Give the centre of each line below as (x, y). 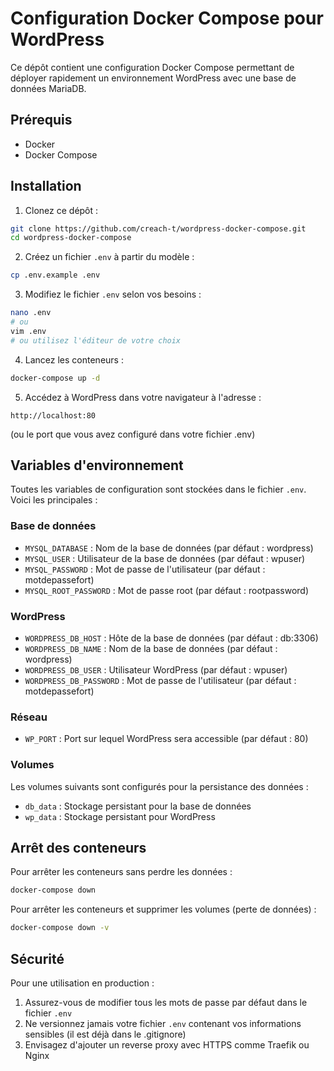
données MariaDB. (48, 88)
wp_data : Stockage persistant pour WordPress (120, 816)
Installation (46, 186)
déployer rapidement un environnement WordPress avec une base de (153, 78)
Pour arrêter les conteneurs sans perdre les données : (121, 872)
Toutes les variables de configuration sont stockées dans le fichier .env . (158, 489)
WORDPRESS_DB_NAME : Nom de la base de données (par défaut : (151, 648)
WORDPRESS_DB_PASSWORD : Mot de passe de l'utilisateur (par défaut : (160, 680)
